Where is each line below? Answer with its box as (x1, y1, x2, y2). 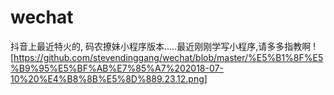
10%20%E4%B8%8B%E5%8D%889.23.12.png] (10, 72, 208, 85)
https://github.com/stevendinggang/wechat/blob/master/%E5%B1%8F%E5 (13, 51, 324, 63)
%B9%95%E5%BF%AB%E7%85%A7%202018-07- (10, 62, 224, 74)
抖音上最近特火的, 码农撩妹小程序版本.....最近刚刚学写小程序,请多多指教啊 (10, 40, 312, 52)
